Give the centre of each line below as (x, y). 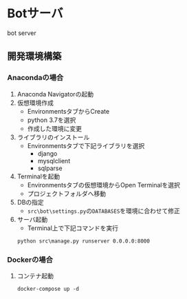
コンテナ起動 (35, 276)
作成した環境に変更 (55, 128)
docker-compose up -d (48, 289)
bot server (22, 33)
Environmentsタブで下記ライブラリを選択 (86, 145)
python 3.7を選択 (52, 120)
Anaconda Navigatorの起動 (55, 94)
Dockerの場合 (30, 260)
